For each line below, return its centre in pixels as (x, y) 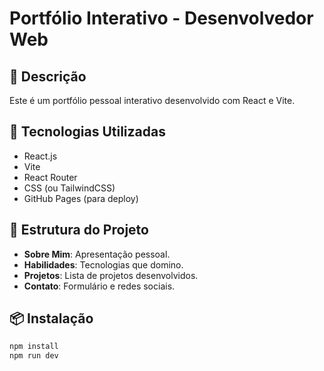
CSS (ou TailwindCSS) (69, 188)
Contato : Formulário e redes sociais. (99, 286)
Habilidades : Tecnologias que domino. (103, 264)
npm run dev (34, 356)
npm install (34, 347)
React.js (40, 156)
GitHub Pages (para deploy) (81, 198)
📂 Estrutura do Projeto (79, 230)
